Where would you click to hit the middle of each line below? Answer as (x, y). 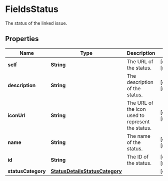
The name (139, 136)
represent (138, 121)
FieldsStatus (32, 9)
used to (136, 115)
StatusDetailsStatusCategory (86, 171)
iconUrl (17, 115)
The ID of (138, 156)
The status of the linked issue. (36, 23)
